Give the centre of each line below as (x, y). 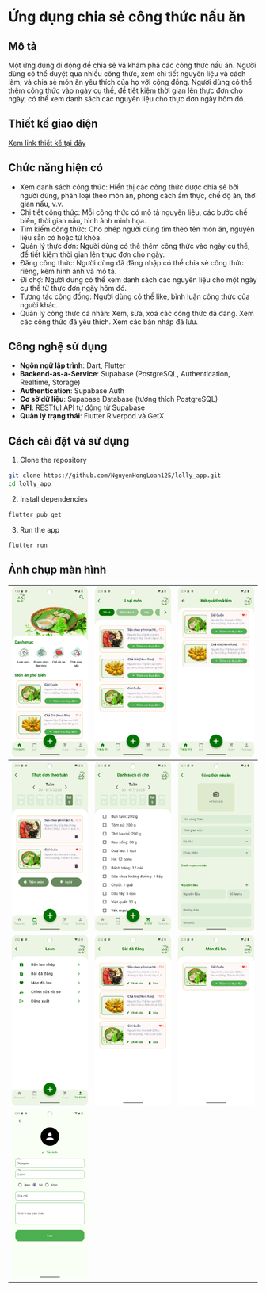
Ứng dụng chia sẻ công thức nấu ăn (127, 17)
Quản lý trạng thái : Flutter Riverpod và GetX (92, 416)
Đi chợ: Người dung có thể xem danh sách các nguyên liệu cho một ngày (138, 279)
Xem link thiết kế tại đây (47, 143)
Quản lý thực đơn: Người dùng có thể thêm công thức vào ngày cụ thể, (135, 246)
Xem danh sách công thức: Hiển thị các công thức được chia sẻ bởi (129, 187)
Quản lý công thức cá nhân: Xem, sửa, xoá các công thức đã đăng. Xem (137, 313)
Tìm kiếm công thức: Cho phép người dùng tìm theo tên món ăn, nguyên (137, 229)
